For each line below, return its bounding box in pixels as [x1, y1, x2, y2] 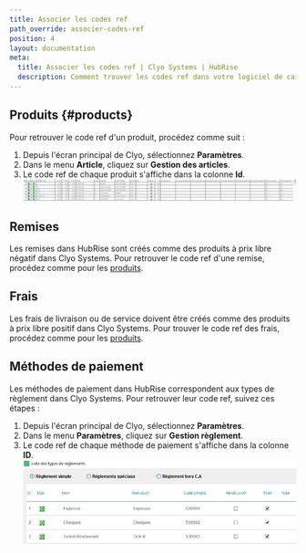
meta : [9, 53, 30, 63]
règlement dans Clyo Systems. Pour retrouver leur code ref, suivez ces [9, 392, 275, 403]
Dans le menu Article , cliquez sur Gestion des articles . [22, 159, 230, 170]
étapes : [9, 402, 40, 413]
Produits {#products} [9, 108, 134, 123]
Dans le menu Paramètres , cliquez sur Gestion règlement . [22, 430, 244, 441]
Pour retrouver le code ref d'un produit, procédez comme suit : [9, 131, 246, 142]
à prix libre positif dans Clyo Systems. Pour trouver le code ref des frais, [9, 322, 280, 333]
